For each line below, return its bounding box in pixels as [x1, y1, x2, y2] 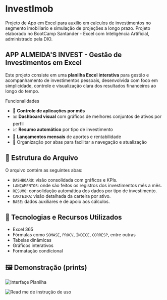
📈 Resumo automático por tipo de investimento [12, 126, 114, 132]
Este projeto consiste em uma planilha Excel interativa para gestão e [5, 72, 149, 78]
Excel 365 [12, 226, 34, 233]
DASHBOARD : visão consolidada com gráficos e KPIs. [12, 177, 118, 183]
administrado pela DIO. [5, 36, 53, 42]
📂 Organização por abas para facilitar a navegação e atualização [12, 139, 147, 145]
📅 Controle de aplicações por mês [12, 107, 85, 114]
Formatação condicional [12, 248, 63, 254]
